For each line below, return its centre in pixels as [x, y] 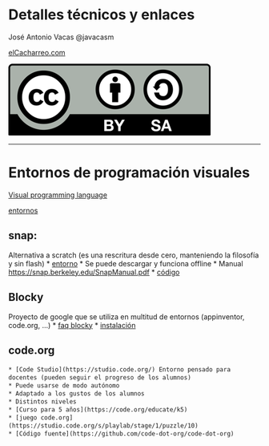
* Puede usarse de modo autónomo [64, 386]
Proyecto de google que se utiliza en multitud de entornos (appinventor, [126, 316]
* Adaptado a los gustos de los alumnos [77, 394]
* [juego [23, 418]
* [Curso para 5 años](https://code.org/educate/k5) [98, 410]
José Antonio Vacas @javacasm [61, 37]
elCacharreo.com [37, 52]
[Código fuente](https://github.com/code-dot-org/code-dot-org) [125, 434]
